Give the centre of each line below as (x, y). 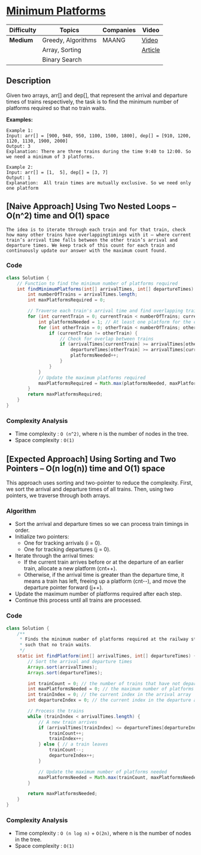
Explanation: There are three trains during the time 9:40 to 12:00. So (99, 151)
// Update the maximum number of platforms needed (103, 772)
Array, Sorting (62, 50)
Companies (119, 30)
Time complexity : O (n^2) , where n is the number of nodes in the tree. (102, 434)
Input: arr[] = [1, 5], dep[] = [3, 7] (57, 172)
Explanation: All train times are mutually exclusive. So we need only (99, 183)
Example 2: (20, 167)
